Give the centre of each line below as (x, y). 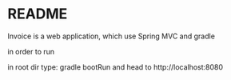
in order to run (31, 51)
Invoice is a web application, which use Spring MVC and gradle (111, 36)
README (38, 14)
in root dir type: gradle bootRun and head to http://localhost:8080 (115, 67)
